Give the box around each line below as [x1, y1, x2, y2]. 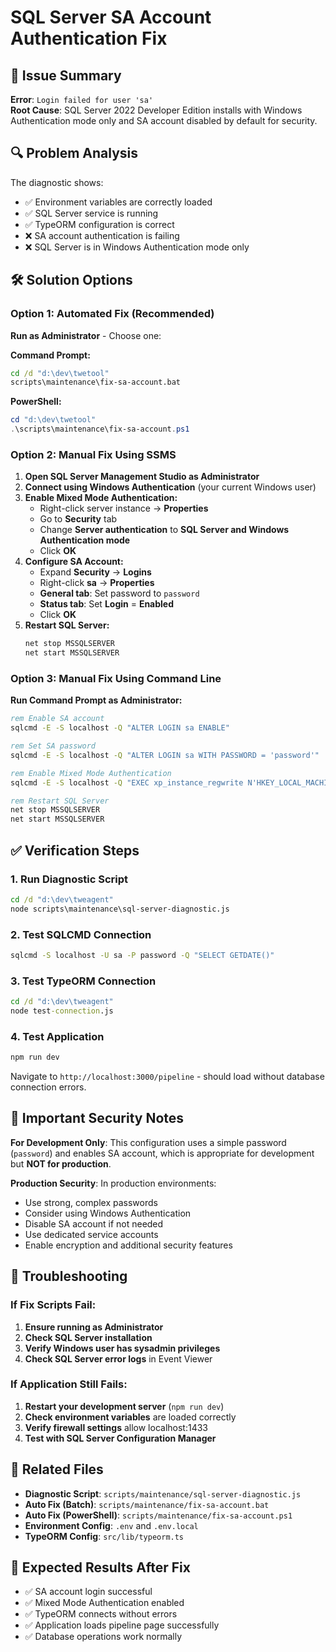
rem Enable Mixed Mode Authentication [10, 768, 172, 778]
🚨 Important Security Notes [10, 1110, 185, 1127]
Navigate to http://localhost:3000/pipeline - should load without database [10, 1071, 325, 1083]
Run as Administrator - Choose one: [10, 329, 162, 341]
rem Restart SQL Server [10, 796, 110, 806]
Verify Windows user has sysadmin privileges [24, 1342, 221, 1354]
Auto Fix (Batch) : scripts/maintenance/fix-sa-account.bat [24, 1498, 270, 1510]
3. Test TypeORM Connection [10, 974, 157, 988]
